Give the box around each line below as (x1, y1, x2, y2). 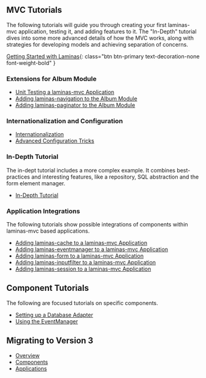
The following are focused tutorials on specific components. (6, 299, 158, 306)
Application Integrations (6, 207, 80, 215)
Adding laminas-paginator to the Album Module (15, 101, 135, 109)
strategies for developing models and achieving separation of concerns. (6, 40, 188, 48)
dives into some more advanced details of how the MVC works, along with (6, 34, 194, 42)
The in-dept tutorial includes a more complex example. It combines (6, 166, 176, 174)
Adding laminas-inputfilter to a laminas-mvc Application (15, 259, 156, 266)
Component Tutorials (6, 283, 89, 293)
